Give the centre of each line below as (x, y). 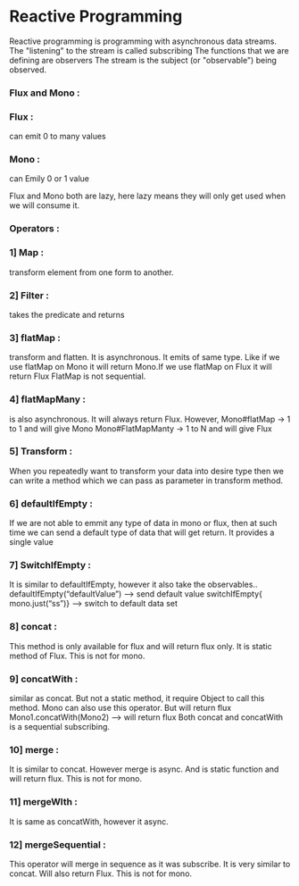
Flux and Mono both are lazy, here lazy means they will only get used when (147, 196)
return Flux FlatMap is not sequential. (78, 376)
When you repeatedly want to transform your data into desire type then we (146, 471)
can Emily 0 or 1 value (50, 179)
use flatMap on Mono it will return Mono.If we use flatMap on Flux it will (141, 367)
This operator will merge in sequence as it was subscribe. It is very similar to (150, 864)
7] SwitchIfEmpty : (50, 565)
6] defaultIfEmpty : (51, 504)
